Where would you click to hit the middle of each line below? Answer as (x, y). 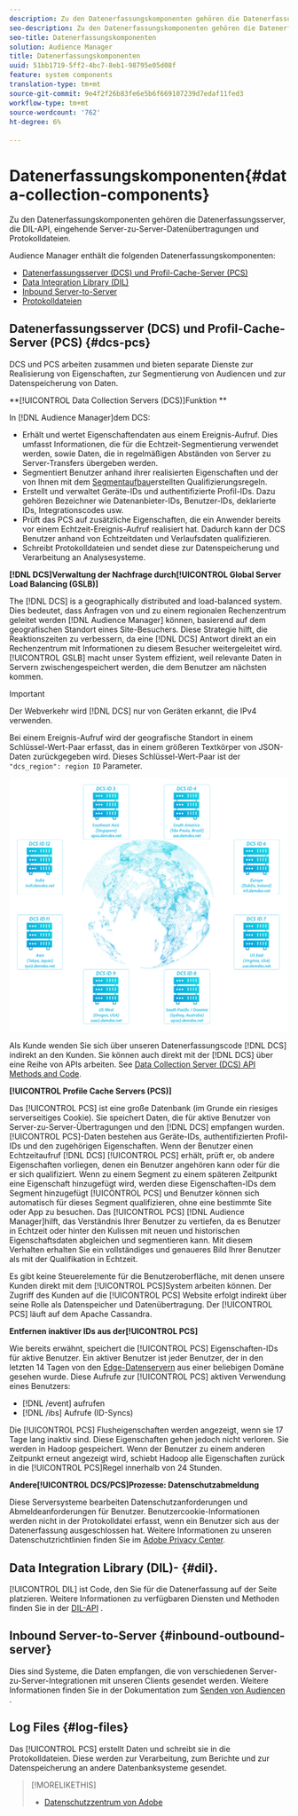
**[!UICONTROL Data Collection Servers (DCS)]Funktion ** (118, 400)
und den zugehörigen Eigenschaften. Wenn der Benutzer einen (138, 1146)
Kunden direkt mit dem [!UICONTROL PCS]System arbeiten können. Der (141, 1286)
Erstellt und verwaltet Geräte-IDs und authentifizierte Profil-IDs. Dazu (149, 491)
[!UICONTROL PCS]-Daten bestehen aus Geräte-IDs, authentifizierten (137, 1137)
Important (27, 693)
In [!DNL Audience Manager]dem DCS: (80, 417)
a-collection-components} (110, 195)
